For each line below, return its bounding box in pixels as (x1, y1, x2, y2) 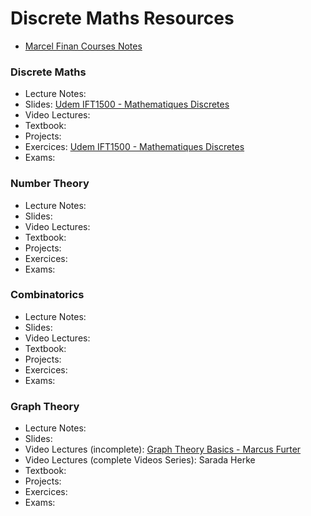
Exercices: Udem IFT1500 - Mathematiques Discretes (24, 141, 245, 153)
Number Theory (10, 177, 90, 191)
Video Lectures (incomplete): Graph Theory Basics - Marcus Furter (24, 443, 302, 456)
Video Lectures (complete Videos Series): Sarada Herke (24, 454, 256, 466)
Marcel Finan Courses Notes (24, 40, 143, 52)
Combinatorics (10, 288, 85, 302)
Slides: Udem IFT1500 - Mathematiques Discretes (24, 98, 230, 111)
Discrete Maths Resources (10, 7, 235, 30)
